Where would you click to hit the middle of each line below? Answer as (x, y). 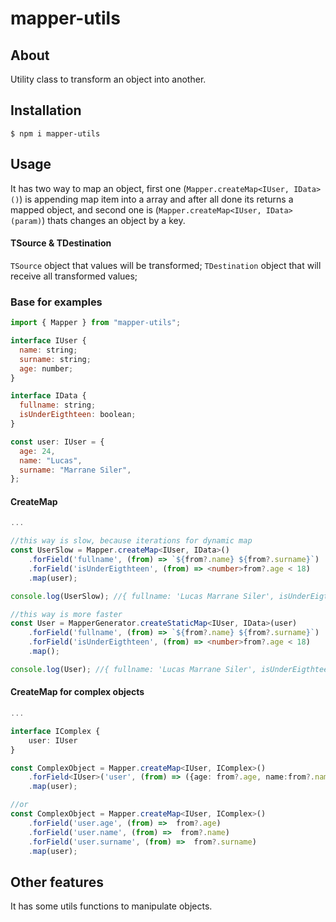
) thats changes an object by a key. (113, 220)
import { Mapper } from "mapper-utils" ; (96, 323)
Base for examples (56, 302)
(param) (26, 221)
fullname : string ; (58, 405)
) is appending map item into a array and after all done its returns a (156, 199)
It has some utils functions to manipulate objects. (111, 906)
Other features (57, 882)
